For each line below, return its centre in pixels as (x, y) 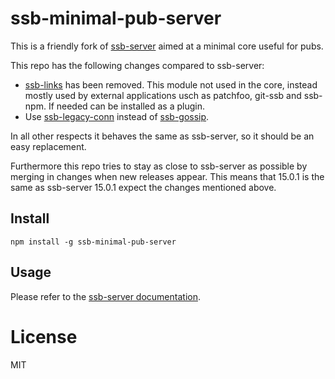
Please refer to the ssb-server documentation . (105, 296)
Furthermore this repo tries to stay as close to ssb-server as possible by (159, 166)
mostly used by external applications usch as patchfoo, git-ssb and (163, 95)
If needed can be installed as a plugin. (126, 106)
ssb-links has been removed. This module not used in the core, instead (171, 84)
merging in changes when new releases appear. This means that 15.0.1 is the (167, 176)
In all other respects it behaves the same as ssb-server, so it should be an (162, 136)
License (44, 336)
